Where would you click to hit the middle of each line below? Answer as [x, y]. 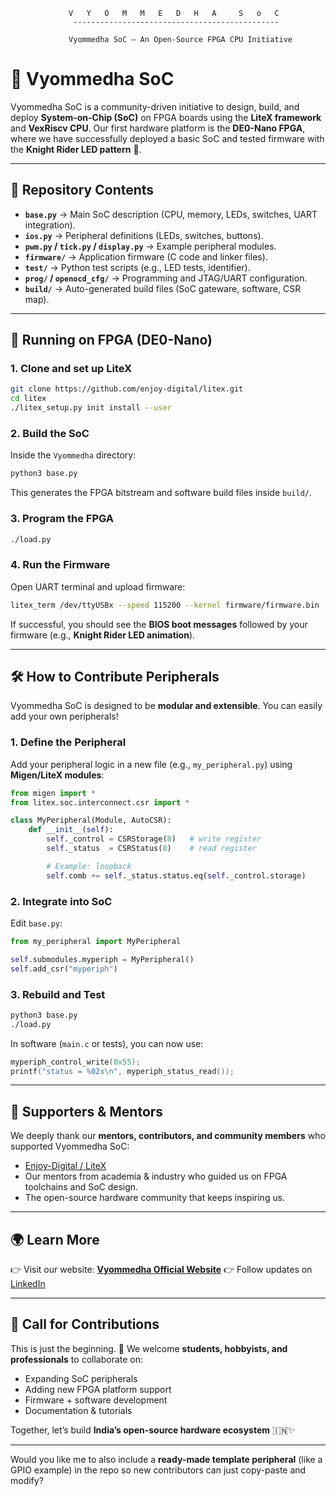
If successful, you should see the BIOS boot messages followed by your [159, 624]
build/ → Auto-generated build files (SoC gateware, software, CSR [163, 288]
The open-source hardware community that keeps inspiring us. [155, 1198]
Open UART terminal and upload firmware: [98, 586]
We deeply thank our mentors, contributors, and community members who [168, 1136]
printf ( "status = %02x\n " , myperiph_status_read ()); [122, 1071]
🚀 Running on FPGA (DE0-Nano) [111, 340]
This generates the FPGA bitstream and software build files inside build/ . [161, 493]
